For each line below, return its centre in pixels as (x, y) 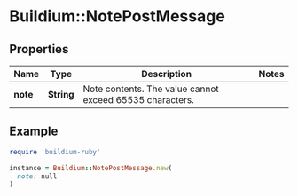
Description (167, 74)
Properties (39, 49)
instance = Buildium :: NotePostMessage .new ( (91, 168)
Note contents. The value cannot (151, 89)
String (61, 94)
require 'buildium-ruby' (55, 152)
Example (34, 132)
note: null (37, 176)
